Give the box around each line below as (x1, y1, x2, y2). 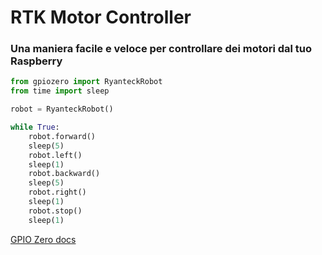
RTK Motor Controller (10, 6, 192, 29)
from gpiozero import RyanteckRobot (10, 77, 163, 87)
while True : (10, 122, 60, 133)
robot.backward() (28, 169, 101, 179)
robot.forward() (28, 131, 97, 141)
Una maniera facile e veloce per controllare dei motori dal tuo (10, 42, 313, 56)
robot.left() (28, 150, 83, 160)
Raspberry (10, 54, 63, 68)
